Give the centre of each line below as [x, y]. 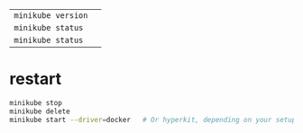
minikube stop [36, 102]
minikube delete [40, 111]
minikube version [51, 16]
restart [35, 79]
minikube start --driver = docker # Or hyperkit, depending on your [141, 120]
